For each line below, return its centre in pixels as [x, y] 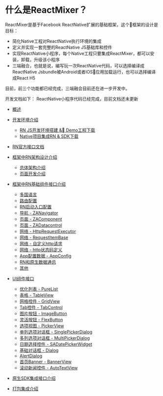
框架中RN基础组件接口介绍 [39, 184]
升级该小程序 [47, 59]
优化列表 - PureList [39, 289]
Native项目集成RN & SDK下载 [49, 136]
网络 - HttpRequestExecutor [48, 231]
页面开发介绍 [32, 173]
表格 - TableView [37, 295]
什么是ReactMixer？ [46, 10]
